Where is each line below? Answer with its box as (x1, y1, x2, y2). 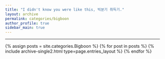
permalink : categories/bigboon (5, 16, 69, 21)
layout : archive (5, 12, 38, 17)
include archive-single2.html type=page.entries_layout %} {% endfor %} (5, 48, 152, 54)
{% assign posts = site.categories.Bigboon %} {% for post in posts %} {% (5, 43, 155, 49)
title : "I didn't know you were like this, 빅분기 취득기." (5, 7, 124, 12)
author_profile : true (5, 20, 50, 26)
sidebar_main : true (5, 25, 45, 30)
